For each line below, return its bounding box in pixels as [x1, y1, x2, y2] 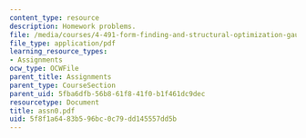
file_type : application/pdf [9, 38, 117, 48]
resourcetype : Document [9, 97, 100, 107]
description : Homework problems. [9, 22, 137, 31]
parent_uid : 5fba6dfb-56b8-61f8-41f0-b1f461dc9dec [9, 89, 206, 98]
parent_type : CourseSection [9, 81, 117, 90]
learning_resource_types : [9, 47, 107, 56]
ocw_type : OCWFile [9, 64, 79, 74]
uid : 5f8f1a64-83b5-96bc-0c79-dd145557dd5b [9, 114, 178, 123]
